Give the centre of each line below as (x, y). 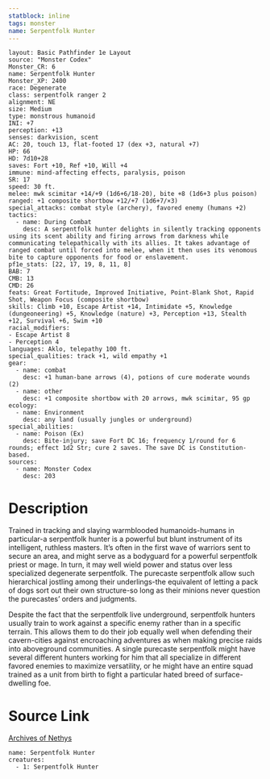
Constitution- (223, 448)
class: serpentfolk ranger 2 (57, 95)
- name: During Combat (54, 223)
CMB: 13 (21, 279)
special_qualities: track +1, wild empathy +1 (88, 356)
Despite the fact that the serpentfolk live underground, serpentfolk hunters (132, 614)
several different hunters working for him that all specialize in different (125, 657)
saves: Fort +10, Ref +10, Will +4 (68, 166)
